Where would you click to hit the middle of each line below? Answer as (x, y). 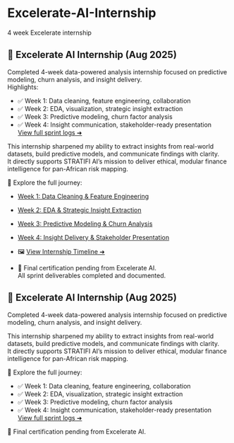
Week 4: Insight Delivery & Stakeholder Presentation (93, 237)
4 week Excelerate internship (49, 33)
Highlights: (23, 87)
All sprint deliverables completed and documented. (92, 275)
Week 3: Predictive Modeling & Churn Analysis (85, 224)
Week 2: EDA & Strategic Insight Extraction (80, 209)
